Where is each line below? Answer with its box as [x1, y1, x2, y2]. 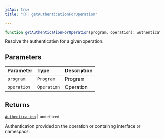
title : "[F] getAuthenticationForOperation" [5, 12, 98, 17]
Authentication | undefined [5, 114, 60, 119]
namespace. [5, 129, 30, 134]
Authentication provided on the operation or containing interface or [5, 123, 141, 129]
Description [64, 68, 93, 74]
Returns [5, 101, 30, 109]
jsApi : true [5, 7, 29, 12]
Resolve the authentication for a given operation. [5, 38, 104, 44]
